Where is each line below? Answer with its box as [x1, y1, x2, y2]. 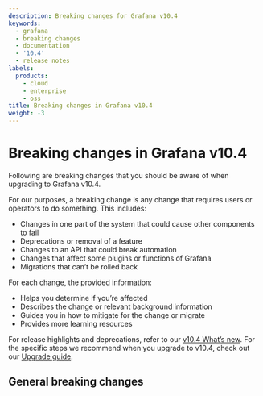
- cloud [23, 79, 48, 87]
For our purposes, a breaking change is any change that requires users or [8, 194, 253, 204]
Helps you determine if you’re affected [19, 293, 148, 302]
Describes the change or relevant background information [19, 302, 212, 311]
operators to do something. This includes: [8, 203, 147, 213]
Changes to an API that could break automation [19, 244, 177, 254]
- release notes [15, 57, 70, 65]
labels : [8, 65, 35, 73]
